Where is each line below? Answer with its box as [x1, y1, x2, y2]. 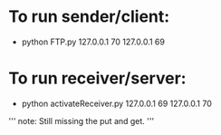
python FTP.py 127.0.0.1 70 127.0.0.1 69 [21, 36, 165, 47]
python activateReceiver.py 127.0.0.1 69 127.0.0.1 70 [21, 98, 212, 109]
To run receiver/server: [8, 68, 187, 89]
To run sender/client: [8, 6, 170, 27]
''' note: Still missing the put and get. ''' [8, 115, 155, 126]
